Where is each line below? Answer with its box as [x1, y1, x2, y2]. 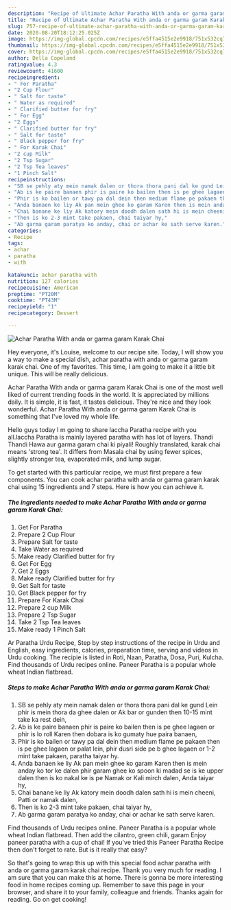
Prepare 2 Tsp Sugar [17, 611, 77, 619]
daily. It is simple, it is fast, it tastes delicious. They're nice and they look [8, 398, 212, 406]
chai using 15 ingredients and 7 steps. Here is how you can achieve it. [8, 482, 204, 491]
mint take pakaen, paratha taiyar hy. [17, 751, 119, 760]
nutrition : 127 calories [8, 277, 79, 285]
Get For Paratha [17, 523, 62, 531]
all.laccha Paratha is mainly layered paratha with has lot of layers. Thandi [8, 433, 214, 441]
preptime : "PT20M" [8, 291, 60, 297]
